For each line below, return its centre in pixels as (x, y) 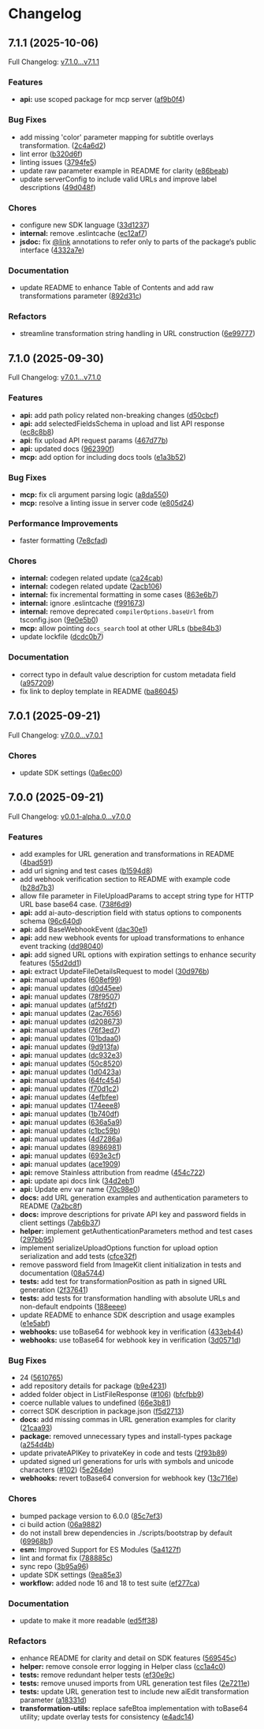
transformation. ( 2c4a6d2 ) (63, 145)
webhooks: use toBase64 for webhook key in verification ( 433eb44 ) (131, 1331)
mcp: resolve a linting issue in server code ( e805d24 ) (107, 502)
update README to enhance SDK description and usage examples (127, 1315)
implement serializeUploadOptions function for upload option (119, 1248)
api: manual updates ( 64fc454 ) (71, 1080)
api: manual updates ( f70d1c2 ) (69, 1089)
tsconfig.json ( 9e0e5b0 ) (59, 620)
